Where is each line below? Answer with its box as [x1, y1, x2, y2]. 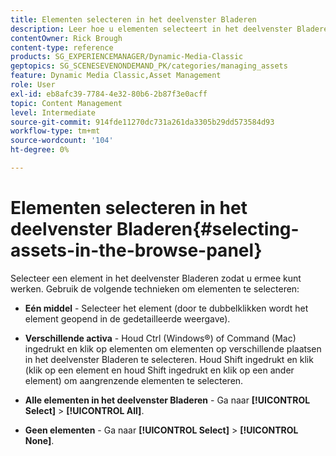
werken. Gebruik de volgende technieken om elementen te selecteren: [10, 282, 300, 295]
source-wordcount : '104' [10, 136, 114, 146]
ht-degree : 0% [10, 145, 70, 155]
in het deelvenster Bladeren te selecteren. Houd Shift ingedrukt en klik [24, 353, 314, 365]
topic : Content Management [10, 98, 123, 108]
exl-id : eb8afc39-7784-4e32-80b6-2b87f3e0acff [10, 89, 208, 99]
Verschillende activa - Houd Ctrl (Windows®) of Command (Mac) [24, 332, 297, 344]
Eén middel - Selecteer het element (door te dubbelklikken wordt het [24, 302, 309, 314]
